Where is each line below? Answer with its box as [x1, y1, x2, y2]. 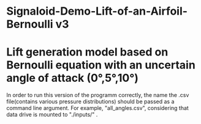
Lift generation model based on [6, 45, 169, 59]
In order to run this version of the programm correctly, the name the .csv [6, 92, 189, 99]
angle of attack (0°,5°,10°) [6, 71, 139, 85]
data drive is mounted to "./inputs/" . [6, 111, 98, 119]
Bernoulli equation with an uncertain [6, 58, 196, 72]
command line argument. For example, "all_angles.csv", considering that [6, 104, 189, 112]
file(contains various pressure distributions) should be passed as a [6, 98, 175, 105]
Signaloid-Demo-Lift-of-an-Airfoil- [6, 4, 188, 18]
